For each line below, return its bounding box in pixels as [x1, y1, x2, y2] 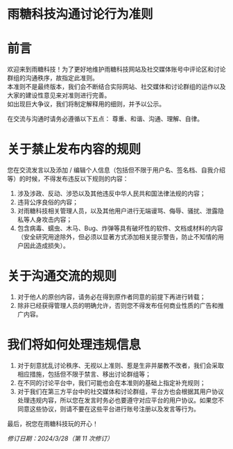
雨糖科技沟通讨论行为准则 [7, 6, 154, 22]
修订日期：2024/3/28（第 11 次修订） [7, 434, 113, 442]
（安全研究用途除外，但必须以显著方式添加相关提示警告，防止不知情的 [17, 233, 218, 241]
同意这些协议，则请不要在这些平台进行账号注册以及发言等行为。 [17, 405, 200, 413]
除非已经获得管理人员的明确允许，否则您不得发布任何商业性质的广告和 [17, 302, 218, 309]
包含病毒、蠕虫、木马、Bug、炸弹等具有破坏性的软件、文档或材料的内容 [17, 224, 223, 233]
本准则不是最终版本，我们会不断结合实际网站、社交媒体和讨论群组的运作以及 [7, 83, 226, 91]
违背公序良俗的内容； [17, 198, 78, 206]
